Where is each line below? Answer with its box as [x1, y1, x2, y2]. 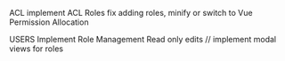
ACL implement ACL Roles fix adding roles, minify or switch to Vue [9, 8, 253, 18]
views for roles [9, 43, 64, 54]
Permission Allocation [9, 17, 89, 27]
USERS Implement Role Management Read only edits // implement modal [9, 34, 277, 44]
